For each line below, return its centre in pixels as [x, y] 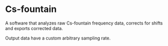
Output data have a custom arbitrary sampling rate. [58, 38]
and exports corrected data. [34, 28]
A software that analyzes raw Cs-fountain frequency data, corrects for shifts [84, 23]
